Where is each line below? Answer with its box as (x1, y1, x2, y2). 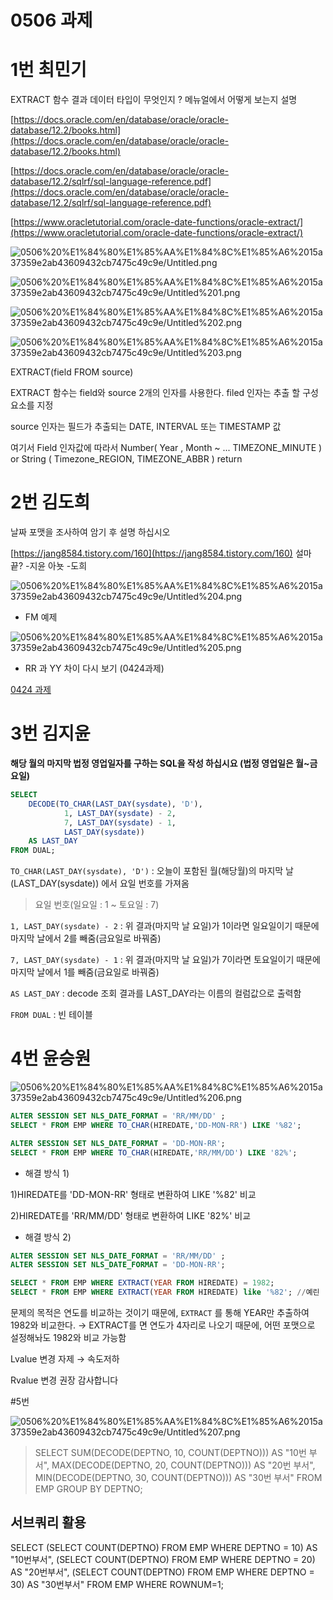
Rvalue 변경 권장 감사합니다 (10, 1374, 119, 1386)
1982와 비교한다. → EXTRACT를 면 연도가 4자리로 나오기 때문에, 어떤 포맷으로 (10, 1319, 316, 1331)
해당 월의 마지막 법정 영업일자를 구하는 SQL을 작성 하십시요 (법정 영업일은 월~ (10, 757, 310, 769)
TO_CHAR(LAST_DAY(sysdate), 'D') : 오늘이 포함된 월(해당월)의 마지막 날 (10, 865, 294, 877)
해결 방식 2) (24, 1231, 72, 1243)
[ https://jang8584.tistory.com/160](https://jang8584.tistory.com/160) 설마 (10, 547, 312, 560)
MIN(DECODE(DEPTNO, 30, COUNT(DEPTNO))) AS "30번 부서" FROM (34, 1472, 323, 1484)
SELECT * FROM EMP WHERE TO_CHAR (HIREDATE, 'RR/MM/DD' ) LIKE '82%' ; (10, 1147, 298, 1158)
